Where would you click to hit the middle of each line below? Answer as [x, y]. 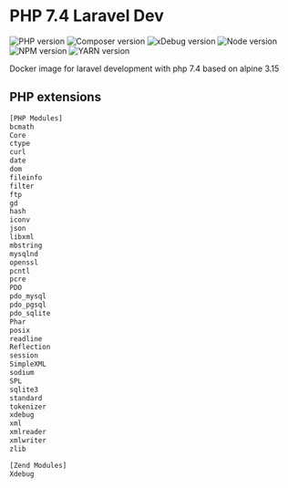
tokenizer [28, 407]
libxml [22, 237]
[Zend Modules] [38, 465]
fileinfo [26, 177]
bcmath [22, 127]
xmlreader [28, 432]
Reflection [30, 348]
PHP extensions [56, 97]
